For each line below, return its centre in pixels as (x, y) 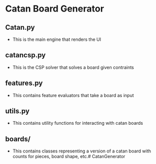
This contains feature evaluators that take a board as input (73, 95)
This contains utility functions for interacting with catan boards (78, 123)
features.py (24, 83)
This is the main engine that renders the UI (57, 39)
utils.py (17, 111)
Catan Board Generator (55, 9)
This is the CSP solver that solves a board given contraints (73, 67)
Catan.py (20, 27)
